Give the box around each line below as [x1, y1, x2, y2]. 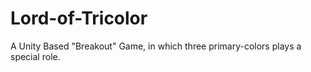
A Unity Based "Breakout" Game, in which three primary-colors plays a [10, 40, 302, 52]
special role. [10, 50, 61, 62]
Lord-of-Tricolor [10, 7, 148, 30]
